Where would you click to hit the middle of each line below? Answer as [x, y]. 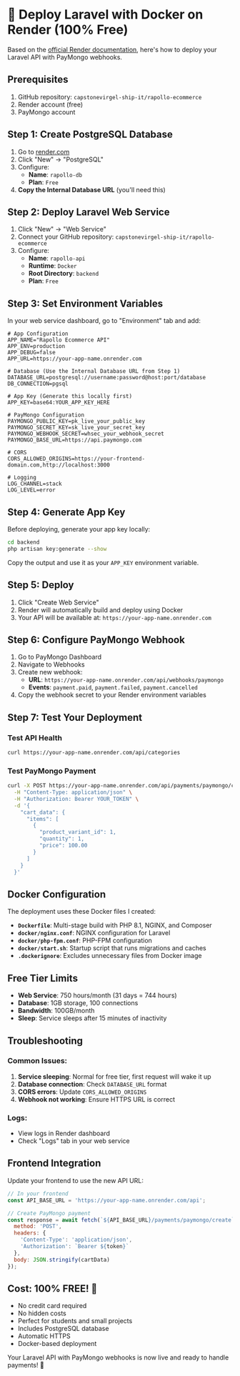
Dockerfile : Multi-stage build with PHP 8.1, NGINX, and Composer [115, 925]
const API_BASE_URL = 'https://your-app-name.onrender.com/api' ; [106, 1200]
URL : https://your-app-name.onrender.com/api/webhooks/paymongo [126, 680]
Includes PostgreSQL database [63, 1329]
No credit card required [52, 1306]
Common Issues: [37, 1061]
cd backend [24, 542]
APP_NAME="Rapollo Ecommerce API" [59, 340]
